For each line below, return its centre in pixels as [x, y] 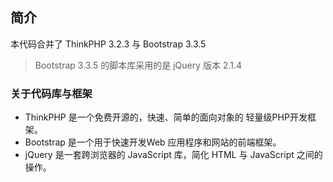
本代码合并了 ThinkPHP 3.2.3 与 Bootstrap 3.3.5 [108, 44]
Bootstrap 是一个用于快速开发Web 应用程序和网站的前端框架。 [153, 142]
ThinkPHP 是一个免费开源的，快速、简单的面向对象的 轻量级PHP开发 [166, 117]
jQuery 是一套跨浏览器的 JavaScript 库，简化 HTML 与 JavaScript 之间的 [173, 155]
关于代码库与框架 [51, 93]
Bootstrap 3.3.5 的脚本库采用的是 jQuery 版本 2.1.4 [138, 65]
